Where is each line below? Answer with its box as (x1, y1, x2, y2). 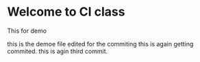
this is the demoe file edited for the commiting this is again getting (7, 40, 194, 48)
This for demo (7, 27, 47, 35)
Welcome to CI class (7, 4, 125, 20)
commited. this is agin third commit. (7, 47, 108, 55)
